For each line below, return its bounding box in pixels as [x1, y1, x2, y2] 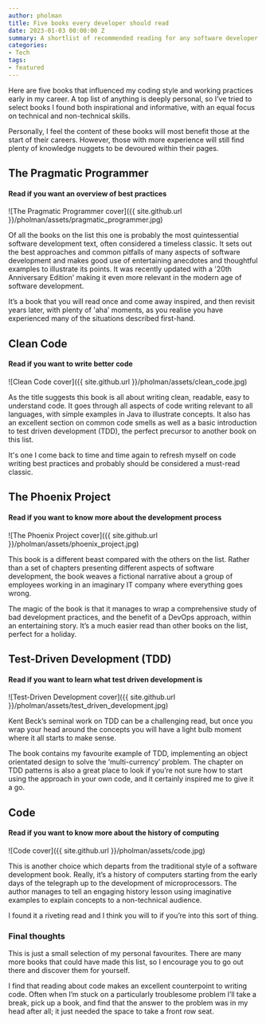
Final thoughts [8, 931, 66, 942]
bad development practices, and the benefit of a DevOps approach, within [8, 612, 252, 622]
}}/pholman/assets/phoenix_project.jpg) [8, 539, 139, 548]
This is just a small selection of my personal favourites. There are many [8, 949, 241, 959]
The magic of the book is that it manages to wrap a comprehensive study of [8, 603, 257, 613]
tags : [8, 57, 26, 65]
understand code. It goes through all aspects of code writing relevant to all [8, 401, 253, 410]
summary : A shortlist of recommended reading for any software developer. [8, 34, 262, 42]
